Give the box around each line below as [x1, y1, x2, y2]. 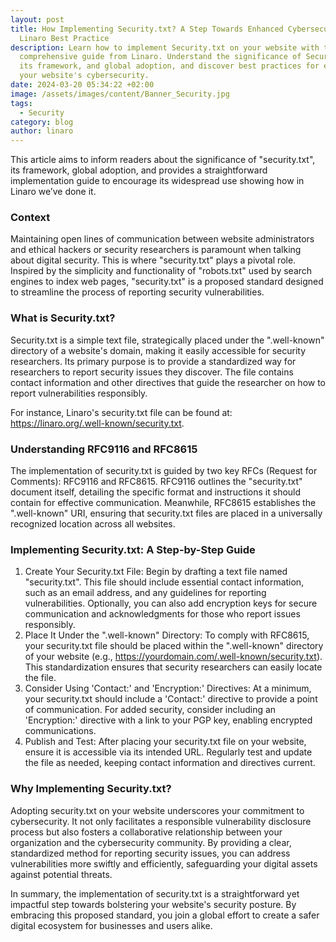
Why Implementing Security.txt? [10, 782, 172, 796]
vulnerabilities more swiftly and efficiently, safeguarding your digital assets [10, 857, 318, 870]
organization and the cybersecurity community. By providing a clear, [10, 836, 292, 848]
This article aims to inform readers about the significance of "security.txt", [10, 154, 316, 166]
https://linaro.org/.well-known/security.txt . [10, 417, 185, 429]
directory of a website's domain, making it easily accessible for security [10, 344, 307, 356]
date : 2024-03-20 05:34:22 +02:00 [10, 80, 155, 90]
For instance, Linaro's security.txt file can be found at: [10, 406, 233, 418]
